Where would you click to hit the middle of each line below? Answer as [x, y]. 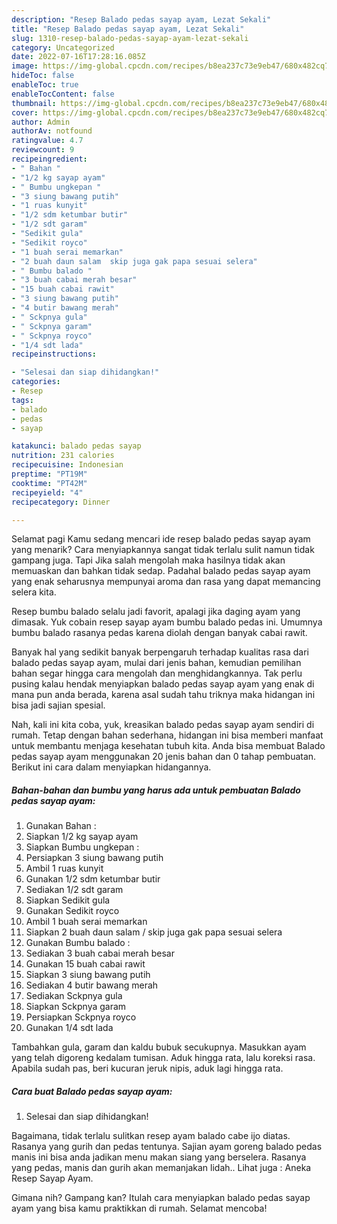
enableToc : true [45, 85]
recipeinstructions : [54, 354]
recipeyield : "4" [47, 492]
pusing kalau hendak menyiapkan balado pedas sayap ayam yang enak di [163, 684]
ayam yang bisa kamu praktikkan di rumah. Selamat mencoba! [139, 1208]
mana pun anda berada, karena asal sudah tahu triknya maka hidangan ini [163, 695]
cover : [25, 112]
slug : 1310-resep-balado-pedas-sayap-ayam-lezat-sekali [130, 38]
